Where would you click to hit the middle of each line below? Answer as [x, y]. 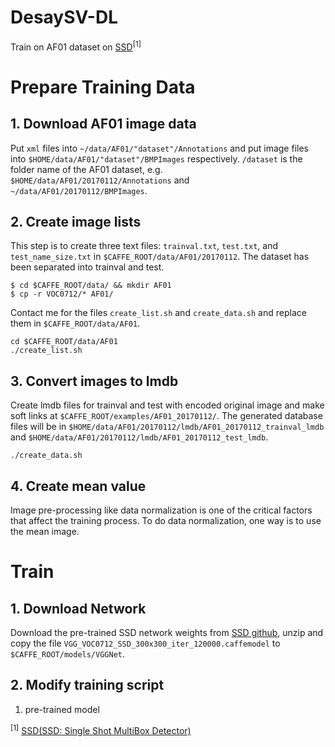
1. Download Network [78, 608]
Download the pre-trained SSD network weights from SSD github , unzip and [167, 633]
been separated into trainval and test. [87, 267]
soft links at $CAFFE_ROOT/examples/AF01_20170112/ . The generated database [166, 416]
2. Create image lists [76, 221]
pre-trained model [62, 709]
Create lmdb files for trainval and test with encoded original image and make [167, 405]
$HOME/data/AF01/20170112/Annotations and [100, 180]
